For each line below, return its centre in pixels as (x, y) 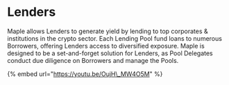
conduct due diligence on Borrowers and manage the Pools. (93, 60)
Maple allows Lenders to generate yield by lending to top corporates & (108, 31)
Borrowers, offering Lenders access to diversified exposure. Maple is (106, 46)
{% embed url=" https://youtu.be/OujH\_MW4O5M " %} (85, 74)
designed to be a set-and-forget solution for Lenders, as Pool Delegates (110, 53)
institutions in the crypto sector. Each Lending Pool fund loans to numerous (114, 38)
